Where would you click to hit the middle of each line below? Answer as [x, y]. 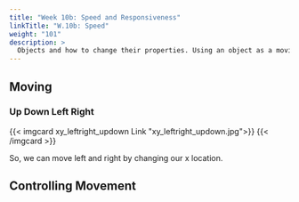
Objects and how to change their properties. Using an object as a [145, 51]
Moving [31, 87]
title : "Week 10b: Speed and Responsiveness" [95, 17]
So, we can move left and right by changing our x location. [116, 158]
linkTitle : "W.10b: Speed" [59, 26]
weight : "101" [36, 34]
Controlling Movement [73, 186]
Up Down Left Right [52, 112]
